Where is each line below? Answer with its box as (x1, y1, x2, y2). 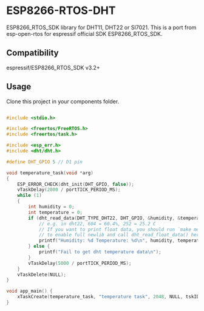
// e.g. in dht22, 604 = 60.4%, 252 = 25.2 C (38, 220, 156, 227)
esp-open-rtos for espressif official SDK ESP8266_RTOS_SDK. (6, 30, 163, 37)
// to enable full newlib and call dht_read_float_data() (38, 232, 189, 238)
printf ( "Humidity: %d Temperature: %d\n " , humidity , (38, 238, 175, 244)
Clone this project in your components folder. (6, 98, 120, 105)
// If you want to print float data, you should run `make (38, 226, 191, 233)
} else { (28, 244, 50, 250)
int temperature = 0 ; (28, 209, 83, 216)
